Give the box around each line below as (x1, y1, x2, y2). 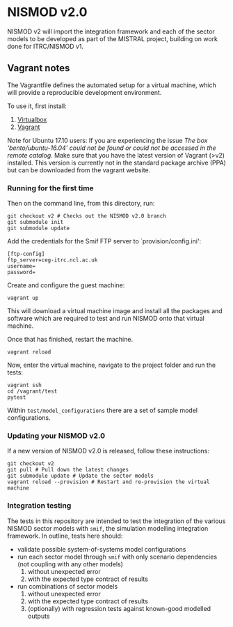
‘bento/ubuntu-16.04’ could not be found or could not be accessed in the (7, 144, 217, 152)
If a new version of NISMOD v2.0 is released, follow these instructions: (7, 447, 210, 455)
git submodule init (7, 219, 64, 226)
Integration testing (7, 501, 72, 511)
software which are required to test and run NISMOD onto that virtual (7, 315, 205, 323)
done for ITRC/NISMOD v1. (7, 42, 84, 50)
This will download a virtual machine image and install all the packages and (7, 307, 223, 315)
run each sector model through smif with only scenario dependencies (17, 552, 218, 561)
